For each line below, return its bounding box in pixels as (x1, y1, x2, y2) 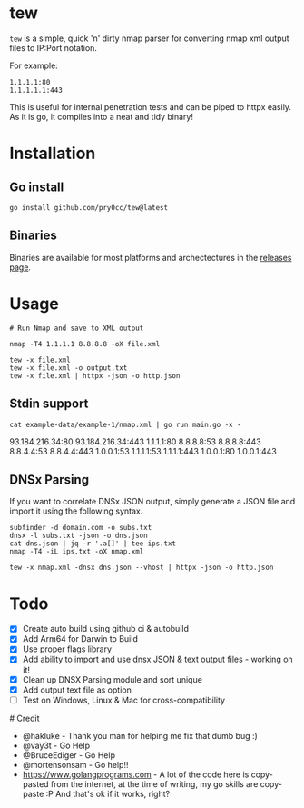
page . (9, 262, 32, 273)
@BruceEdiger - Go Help (22, 749, 116, 761)
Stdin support (9, 396, 89, 412)
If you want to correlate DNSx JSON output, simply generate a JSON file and (9, 496, 296, 507)
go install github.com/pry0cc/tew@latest (9, 203, 169, 212)
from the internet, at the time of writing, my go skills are (50, 778, 259, 789)
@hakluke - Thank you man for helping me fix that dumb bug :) (22, 730, 259, 741)
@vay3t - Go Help (22, 740, 91, 751)
